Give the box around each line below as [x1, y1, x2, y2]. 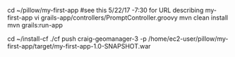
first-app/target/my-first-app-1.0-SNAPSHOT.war [7, 42, 151, 50]
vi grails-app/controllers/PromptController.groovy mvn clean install [34, 13, 228, 22]
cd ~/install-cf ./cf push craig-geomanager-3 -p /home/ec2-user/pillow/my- [7, 34, 229, 43]
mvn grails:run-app [7, 21, 64, 29]
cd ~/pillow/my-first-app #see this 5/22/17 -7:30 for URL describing [7, 6, 204, 14]
